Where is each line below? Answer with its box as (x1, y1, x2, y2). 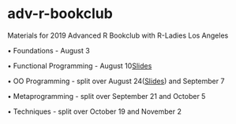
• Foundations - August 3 (7, 46, 90, 55)
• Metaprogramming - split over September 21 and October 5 (7, 91, 206, 100)
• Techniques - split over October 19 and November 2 (7, 107, 182, 116)
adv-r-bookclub (7, 5, 114, 23)
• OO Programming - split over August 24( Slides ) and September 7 (7, 76, 225, 86)
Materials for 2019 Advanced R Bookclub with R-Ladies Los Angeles (7, 31, 229, 40)
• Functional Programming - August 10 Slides (7, 60, 152, 71)
